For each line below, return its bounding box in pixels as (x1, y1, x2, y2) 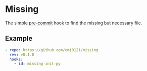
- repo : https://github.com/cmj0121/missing (5, 47, 98, 53)
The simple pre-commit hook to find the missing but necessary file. (5, 20, 143, 26)
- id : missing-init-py (14, 61, 61, 67)
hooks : (9, 57, 23, 62)
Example (5, 34, 33, 43)
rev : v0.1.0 (9, 52, 35, 57)
